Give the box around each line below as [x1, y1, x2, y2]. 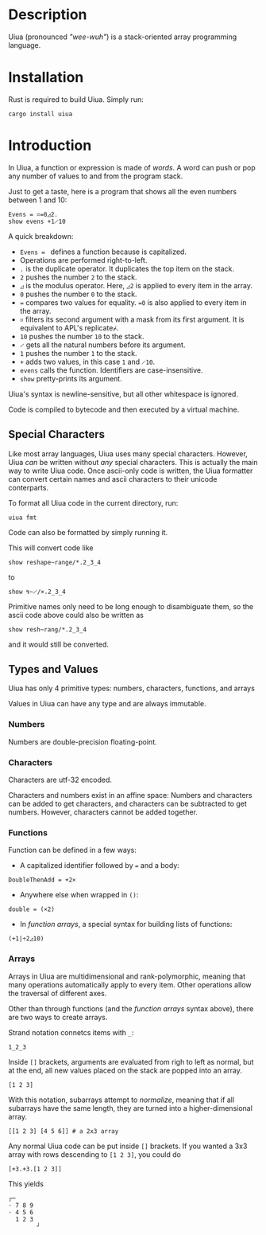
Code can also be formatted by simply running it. [8, 527, 168, 537]
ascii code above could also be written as [8, 610, 145, 619]
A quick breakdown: [8, 231, 74, 240]
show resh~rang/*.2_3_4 [8, 625, 87, 634]
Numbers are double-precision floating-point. [8, 737, 157, 746]
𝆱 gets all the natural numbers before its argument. [19, 340, 186, 350]
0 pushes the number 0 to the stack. [19, 289, 137, 299]
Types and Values [8, 662, 98, 676]
